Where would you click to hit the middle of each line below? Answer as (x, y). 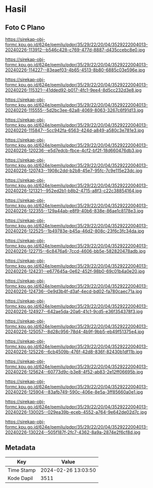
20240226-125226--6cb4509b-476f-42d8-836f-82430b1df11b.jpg (74, 352)
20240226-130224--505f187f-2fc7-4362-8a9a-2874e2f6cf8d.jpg (73, 432)
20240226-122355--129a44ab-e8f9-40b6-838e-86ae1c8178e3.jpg (74, 211)
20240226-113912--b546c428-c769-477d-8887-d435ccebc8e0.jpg (75, 50)
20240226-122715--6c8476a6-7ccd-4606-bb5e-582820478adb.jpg (76, 251)
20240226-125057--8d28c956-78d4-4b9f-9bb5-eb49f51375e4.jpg (75, 331)
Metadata (20, 448)
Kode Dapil (20, 478)
